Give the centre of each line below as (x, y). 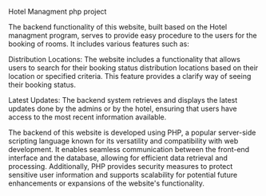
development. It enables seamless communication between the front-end (129, 149)
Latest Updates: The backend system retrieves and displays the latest (123, 100)
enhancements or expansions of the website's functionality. (107, 183)
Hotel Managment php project (58, 12)
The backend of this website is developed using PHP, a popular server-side (132, 132)
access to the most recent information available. (87, 117)
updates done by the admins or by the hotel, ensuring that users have (123, 108)
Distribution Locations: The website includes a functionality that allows (125, 59)
